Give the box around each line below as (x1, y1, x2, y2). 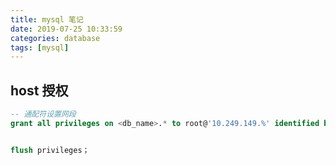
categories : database (10, 33, 101, 43)
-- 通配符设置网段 (10, 109, 77, 120)
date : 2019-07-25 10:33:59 (10, 24, 123, 34)
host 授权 (10, 82, 69, 99)
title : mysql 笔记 (10, 14, 84, 25)
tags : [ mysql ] (10, 42, 70, 53)
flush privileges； (10, 145, 90, 155)
